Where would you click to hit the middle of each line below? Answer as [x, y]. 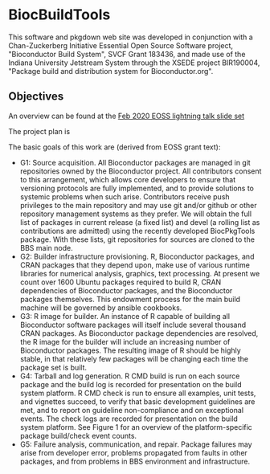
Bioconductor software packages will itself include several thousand [133, 325]
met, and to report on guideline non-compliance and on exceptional [131, 410]
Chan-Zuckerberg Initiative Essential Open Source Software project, [121, 45]
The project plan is [39, 131]
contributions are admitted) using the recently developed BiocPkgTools [137, 231]
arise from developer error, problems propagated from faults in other [133, 452]
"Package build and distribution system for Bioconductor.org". [111, 71]
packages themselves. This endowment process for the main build [130, 299]
